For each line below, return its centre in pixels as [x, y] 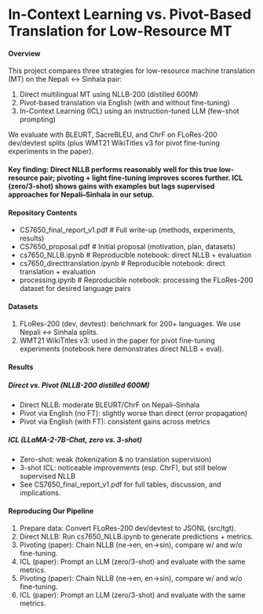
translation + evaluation [57, 272]
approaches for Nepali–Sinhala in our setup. [81, 194]
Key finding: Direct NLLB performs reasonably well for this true [113, 169]
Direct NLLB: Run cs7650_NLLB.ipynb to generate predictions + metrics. [136, 537]
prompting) [38, 119]
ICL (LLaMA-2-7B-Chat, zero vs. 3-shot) [75, 439]
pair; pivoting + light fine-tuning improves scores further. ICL [141, 178]
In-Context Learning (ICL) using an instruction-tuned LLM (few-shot [129, 111]
